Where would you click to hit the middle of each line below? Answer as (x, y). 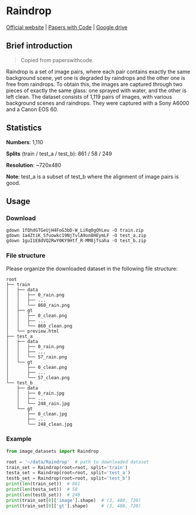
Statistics (24, 128)
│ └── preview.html (33, 331)
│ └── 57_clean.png (38, 378)
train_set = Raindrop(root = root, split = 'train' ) (67, 467)
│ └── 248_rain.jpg (43, 403)
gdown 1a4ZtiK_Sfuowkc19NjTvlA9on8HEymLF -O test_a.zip (76, 236)
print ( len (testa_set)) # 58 (42, 490)
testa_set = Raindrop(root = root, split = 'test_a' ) (68, 473)
